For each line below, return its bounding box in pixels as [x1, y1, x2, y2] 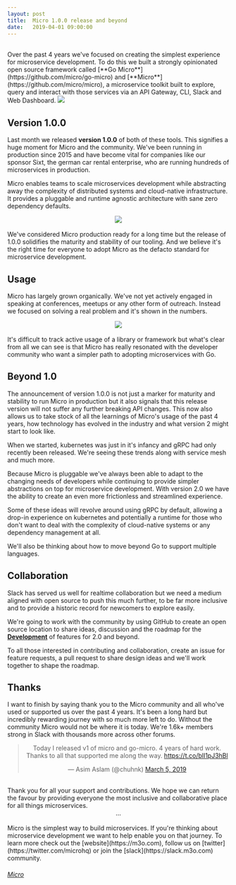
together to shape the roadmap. [7, 661, 100, 669]
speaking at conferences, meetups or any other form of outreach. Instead [7, 300, 221, 307]
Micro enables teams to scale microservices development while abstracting [7, 180, 227, 188]
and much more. [7, 455, 55, 464]
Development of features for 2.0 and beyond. [7, 632, 139, 640]
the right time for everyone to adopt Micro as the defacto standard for [7, 245, 210, 254]
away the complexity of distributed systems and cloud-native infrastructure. [7, 187, 228, 195]
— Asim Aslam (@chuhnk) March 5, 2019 [68, 765, 187, 774]
